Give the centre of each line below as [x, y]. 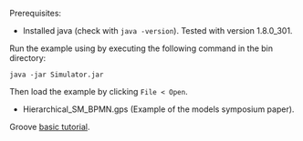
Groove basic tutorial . [50, 127]
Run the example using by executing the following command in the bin [141, 48]
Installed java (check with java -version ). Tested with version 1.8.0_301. [157, 30]
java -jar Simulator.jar [57, 75]
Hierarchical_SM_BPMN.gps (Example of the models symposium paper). [158, 109]
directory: [28, 58]
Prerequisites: [36, 13]
